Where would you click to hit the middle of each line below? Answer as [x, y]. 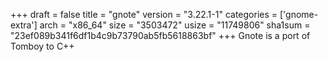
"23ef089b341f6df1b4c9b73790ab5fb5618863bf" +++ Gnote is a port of [160, 35]
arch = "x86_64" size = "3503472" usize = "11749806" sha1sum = [175, 25]
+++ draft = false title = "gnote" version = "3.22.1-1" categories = [144, 14]
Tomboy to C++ [42, 46]
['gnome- [299, 14]
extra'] [24, 25]
